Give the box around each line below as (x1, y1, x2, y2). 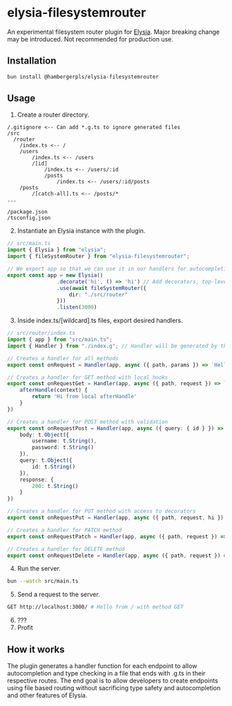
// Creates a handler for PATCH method (7, 527, 122, 533)
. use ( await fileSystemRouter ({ (56, 284, 147, 291)
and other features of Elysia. (7, 692, 88, 699)
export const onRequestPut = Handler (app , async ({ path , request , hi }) (7, 514, 224, 522)
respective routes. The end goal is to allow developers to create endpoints (7, 676, 219, 685)
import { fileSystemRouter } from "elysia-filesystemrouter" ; (7, 253, 190, 260)
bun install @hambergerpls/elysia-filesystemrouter (7, 73, 159, 80)
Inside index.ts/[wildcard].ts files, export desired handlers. (17, 316, 183, 325)
